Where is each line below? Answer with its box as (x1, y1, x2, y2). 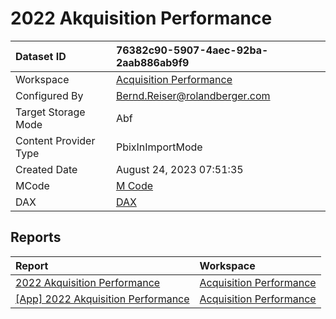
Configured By (15, 88, 84, 102)
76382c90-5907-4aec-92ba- (115, 43, 269, 57)
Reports (10, 229, 62, 246)
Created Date (15, 162, 78, 176)
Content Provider (15, 133, 96, 147)
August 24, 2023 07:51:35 (115, 162, 244, 176)
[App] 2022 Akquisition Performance (15, 292, 190, 306)
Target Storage (15, 105, 86, 119)
